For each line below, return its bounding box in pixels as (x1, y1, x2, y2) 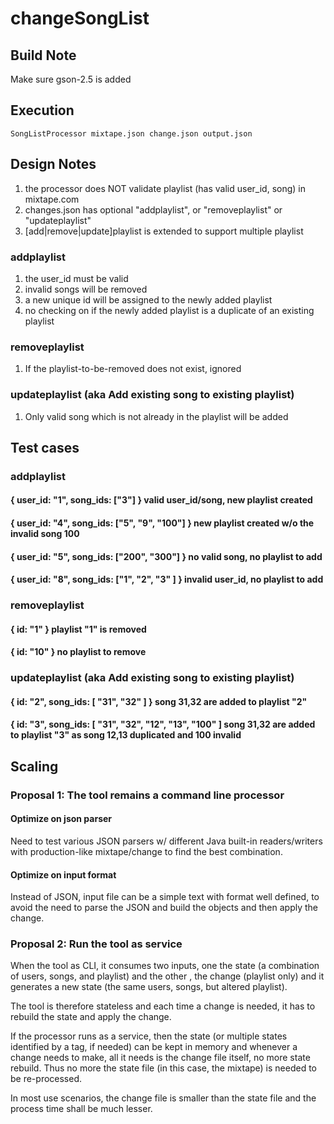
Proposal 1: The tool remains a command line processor (10, 788, 285, 802)
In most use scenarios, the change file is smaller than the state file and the (10, 1092, 317, 1104)
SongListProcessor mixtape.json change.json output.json (10, 128, 253, 139)
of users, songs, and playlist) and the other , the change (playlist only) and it (10, 970, 325, 982)
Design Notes (10, 156, 97, 173)
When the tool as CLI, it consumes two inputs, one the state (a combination (10, 960, 320, 972)
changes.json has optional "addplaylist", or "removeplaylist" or (24, 203, 283, 216)
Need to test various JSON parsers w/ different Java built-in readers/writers (10, 835, 323, 847)
